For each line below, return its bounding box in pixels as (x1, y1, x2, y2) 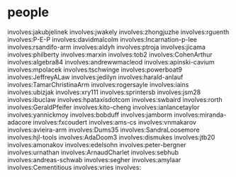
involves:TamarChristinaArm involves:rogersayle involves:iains (7, 80, 189, 88)
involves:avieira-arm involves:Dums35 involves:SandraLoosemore (7, 125, 200, 134)
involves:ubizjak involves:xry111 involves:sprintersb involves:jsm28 (7, 88, 201, 96)
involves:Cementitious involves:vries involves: (7, 163, 142, 171)
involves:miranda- (174, 110, 227, 119)
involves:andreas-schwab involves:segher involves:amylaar (7, 155, 181, 164)
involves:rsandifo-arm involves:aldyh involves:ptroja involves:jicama (7, 42, 206, 51)
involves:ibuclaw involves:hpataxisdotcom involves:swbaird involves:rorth (7, 95, 223, 103)
